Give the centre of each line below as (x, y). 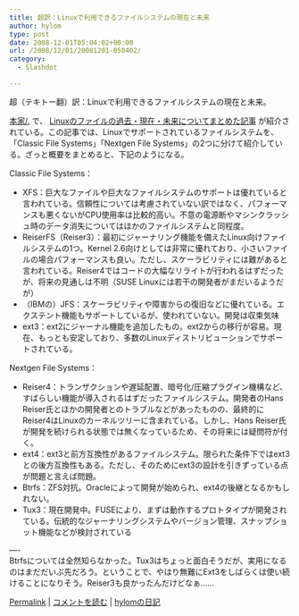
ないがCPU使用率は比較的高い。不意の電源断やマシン (160, 215)
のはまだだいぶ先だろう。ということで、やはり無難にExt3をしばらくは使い (146, 571)
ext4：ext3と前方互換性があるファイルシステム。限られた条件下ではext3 (156, 453)
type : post (29, 34)
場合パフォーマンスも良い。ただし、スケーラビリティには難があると (163, 259)
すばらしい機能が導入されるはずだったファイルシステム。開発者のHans (153, 398)
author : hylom (36, 26)
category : (28, 59)
